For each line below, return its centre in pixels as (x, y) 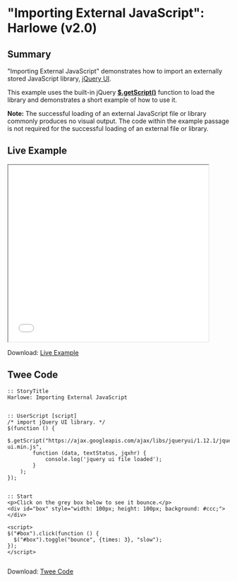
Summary (29, 54)
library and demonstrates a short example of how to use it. (92, 100)
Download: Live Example (43, 352)
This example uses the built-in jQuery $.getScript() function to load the (111, 92)
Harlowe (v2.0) (52, 28)
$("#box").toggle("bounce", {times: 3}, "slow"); (88, 540)
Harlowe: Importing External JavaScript (68, 397)
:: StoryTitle (28, 391)
